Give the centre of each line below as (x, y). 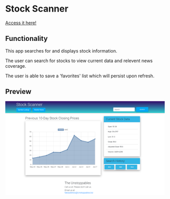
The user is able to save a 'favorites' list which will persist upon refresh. (80, 76)
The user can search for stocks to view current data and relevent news (79, 61)
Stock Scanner (37, 9)
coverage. (16, 66)
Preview (18, 92)
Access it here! (21, 23)
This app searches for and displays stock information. (61, 51)
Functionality (27, 39)
